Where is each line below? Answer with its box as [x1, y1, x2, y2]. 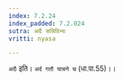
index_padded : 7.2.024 [8, 19, 85, 28]
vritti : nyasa [8, 34, 57, 43]
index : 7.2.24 [8, 11, 57, 20]
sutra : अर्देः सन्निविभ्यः [8, 27, 66, 35]
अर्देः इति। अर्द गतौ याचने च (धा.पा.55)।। [8, 64, 117, 74]
